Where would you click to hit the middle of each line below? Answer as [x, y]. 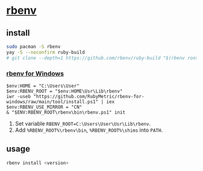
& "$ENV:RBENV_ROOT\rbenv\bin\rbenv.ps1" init [66, 112]
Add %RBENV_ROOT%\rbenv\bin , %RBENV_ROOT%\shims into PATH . [89, 130]
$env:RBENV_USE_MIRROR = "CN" [44, 107]
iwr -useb [19, 96]
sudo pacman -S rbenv [34, 47]
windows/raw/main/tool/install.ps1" [52, 102]
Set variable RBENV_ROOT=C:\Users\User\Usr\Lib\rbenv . [83, 123]
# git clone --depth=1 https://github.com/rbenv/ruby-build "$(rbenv [96, 58]
